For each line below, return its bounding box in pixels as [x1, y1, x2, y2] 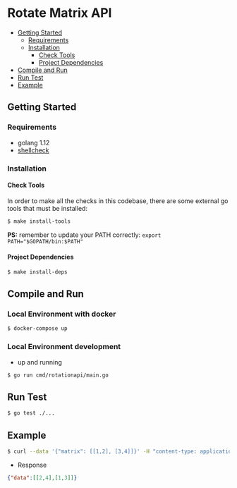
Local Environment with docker [7, 309, 116, 319]
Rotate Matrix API [7, 5, 112, 21]
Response [17, 460, 47, 469]
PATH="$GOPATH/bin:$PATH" [7, 238, 83, 245]
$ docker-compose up [7, 325, 68, 332]
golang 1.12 [17, 138, 50, 147]
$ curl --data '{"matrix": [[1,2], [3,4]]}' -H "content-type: [7, 448, 197, 455]
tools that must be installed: [7, 204, 88, 212]
